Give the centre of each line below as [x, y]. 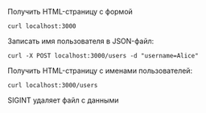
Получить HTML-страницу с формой [70, 12]
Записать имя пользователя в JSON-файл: [81, 41]
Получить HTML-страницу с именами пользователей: [100, 71]
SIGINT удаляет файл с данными [63, 100]
